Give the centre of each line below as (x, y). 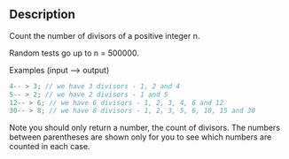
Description (42, 15)
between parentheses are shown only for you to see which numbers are (141, 137)
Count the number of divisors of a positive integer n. (105, 35)
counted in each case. (50, 147)
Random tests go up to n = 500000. (74, 53)
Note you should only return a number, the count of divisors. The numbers (145, 128)
